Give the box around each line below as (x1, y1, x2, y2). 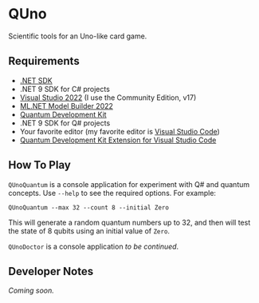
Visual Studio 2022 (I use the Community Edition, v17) (19, 93, 197, 102)
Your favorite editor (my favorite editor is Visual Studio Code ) (19, 126, 221, 136)
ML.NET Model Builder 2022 (19, 101, 114, 110)
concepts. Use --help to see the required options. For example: (8, 188, 217, 197)
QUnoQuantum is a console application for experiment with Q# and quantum (8, 179, 250, 189)
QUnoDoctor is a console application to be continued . (8, 241, 179, 251)
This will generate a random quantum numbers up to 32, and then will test (8, 217, 251, 227)
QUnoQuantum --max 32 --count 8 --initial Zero (8, 203, 170, 212)
